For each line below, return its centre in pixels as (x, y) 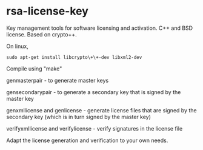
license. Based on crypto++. (42, 34)
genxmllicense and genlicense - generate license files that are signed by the (101, 110)
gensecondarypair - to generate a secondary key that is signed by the (94, 92)
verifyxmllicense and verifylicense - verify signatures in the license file (95, 128)
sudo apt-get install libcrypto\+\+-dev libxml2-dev (74, 57)
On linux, (17, 46)
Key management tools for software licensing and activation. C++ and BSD (99, 28)
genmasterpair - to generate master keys (58, 80)
